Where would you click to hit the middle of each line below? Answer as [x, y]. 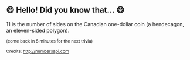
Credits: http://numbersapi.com [38, 51]
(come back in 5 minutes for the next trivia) [49, 41]
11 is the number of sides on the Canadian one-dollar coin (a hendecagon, [95, 24]
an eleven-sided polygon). [38, 30]
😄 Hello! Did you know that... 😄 [65, 10]
